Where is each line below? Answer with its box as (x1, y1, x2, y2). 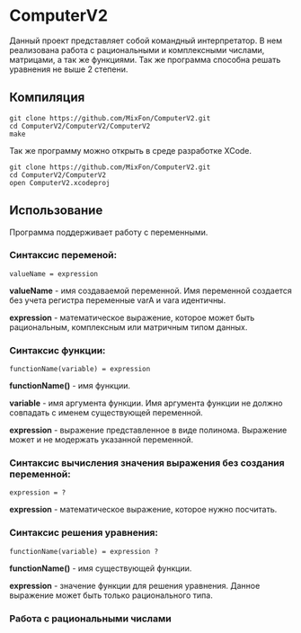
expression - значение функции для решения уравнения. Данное (9, 580, 261, 591)
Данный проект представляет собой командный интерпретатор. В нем (9, 35, 283, 46)
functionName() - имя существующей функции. (9, 563, 192, 574)
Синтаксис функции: (9, 343, 106, 356)
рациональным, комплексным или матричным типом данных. (9, 321, 248, 333)
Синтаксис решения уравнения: (9, 527, 159, 539)
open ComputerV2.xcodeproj (9, 178, 111, 187)
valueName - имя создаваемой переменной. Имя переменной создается (9, 285, 292, 296)
